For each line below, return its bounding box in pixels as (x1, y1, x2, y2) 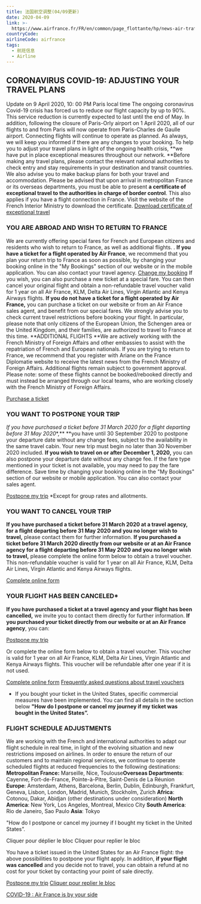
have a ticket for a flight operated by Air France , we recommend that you (6, 249, 188, 257)
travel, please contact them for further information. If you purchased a (6, 534, 181, 541)
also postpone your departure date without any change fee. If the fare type (6, 455, 191, 462)
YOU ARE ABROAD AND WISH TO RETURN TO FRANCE (6, 224, 167, 232)
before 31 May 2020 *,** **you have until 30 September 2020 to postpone (6, 430, 188, 437)
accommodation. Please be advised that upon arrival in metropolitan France (6, 177, 193, 184)
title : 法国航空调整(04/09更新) (6, 8, 80, 15)
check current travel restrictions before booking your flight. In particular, (6, 313, 184, 321)
